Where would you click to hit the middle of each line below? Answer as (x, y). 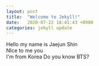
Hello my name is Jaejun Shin (42, 44)
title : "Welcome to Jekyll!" (43, 17)
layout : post (22, 11)
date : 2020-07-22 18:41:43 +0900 (50, 22)
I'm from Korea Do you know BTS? (48, 57)
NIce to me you (24, 51)
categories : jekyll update (39, 28)
